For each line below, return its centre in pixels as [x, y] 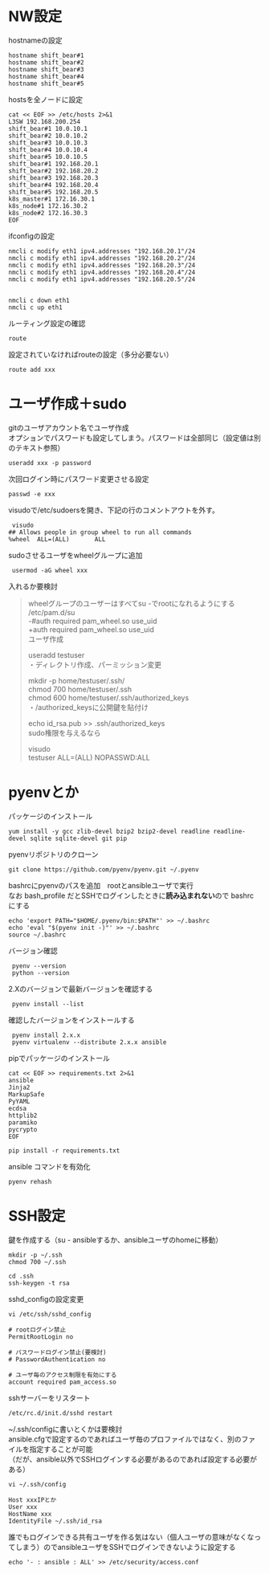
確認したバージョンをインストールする [71, 1020]
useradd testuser [56, 654]
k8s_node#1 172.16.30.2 [48, 206]
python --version [41, 973]
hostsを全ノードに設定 [45, 99]
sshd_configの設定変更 [46, 1299]
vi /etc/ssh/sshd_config [50, 1314]
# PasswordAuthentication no [57, 1359]
